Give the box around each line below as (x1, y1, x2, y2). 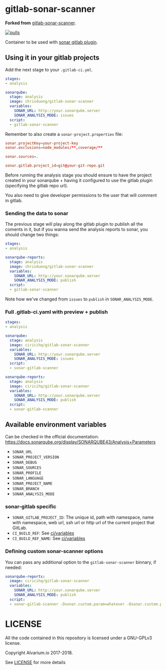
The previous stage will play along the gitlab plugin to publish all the (5, 221, 143, 227)
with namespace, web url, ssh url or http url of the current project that (12, 520, 155, 526)
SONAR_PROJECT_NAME (12, 481, 53, 486)
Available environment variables (5, 421, 107, 429)
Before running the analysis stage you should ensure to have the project (5, 172, 152, 178)
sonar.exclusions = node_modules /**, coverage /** (5, 145, 103, 150)
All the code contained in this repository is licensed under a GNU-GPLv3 (5, 635, 152, 641)
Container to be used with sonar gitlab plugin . (5, 39, 98, 45)
